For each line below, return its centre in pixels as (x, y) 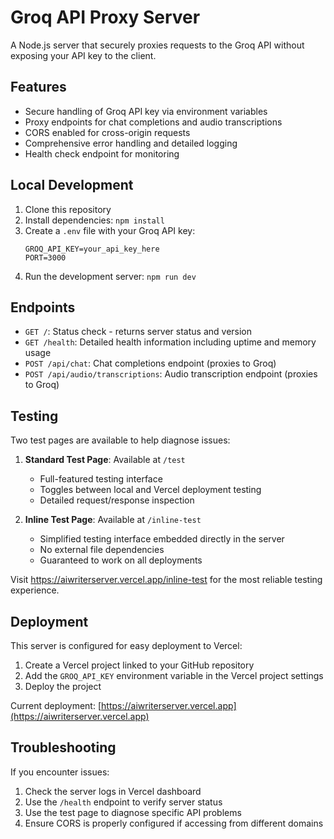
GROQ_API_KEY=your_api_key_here (92, 249)
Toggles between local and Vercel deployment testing (150, 490)
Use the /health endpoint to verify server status (123, 802)
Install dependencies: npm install (94, 220)
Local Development (72, 185)
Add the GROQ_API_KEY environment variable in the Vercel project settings (174, 675)
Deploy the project (63, 686)
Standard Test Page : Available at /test (105, 460)
